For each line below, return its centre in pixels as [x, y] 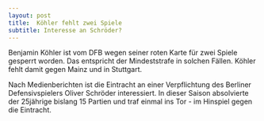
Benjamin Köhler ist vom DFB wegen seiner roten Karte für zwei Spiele [123, 53]
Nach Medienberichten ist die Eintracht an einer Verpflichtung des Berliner [130, 85]
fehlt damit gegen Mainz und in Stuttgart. [75, 70]
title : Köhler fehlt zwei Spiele [65, 23]
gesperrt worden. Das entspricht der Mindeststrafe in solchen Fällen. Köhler [132, 61]
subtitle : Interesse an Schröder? [65, 30]
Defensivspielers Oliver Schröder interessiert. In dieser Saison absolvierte [128, 93]
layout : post [30, 15]
